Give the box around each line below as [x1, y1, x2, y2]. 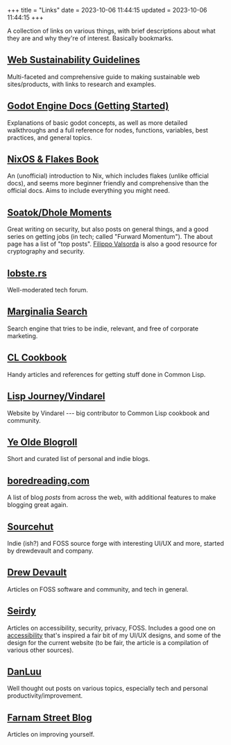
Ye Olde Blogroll [7, 436, 78, 448]
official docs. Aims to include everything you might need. [7, 187, 170, 195]
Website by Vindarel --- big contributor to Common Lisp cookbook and [7, 409, 210, 417]
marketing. [7, 331, 38, 340]
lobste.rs [7, 267, 47, 279]
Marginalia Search [7, 305, 88, 318]
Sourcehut [7, 521, 54, 533]
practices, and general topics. [7, 133, 92, 142]
